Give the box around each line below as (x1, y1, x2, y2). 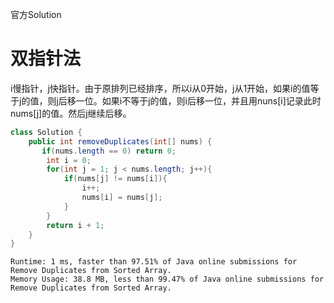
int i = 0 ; (46, 155, 92, 165)
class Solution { (10, 127, 83, 137)
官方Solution (10, 9, 62, 20)
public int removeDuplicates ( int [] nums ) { (28, 136, 213, 147)
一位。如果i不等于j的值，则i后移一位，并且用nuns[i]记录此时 (75, 94, 322, 107)
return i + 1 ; (46, 220, 105, 230)
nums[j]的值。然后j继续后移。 (10, 107, 132, 119)
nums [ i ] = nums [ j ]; (81, 193, 163, 203)
